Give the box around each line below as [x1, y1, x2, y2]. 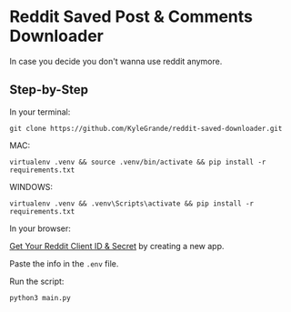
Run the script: [9, 276, 65, 287]
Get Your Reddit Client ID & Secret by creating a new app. [9, 240, 225, 251]
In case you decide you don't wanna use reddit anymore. [9, 55, 223, 66]
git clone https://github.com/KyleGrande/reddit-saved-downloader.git [9, 124, 283, 133]
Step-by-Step [9, 82, 89, 97]
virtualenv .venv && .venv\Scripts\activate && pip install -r [9, 198, 255, 208]
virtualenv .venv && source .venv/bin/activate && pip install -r [9, 157, 266, 166]
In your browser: [9, 223, 71, 234]
